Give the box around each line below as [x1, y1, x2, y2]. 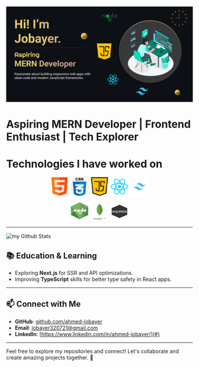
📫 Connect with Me [6, 299, 81, 309]
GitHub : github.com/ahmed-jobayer [14, 318, 102, 325]
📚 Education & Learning [6, 251, 97, 261]
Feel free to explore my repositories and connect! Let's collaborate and [6, 347, 179, 355]
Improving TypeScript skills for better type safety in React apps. [14, 276, 172, 283]
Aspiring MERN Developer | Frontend [6, 117, 191, 131]
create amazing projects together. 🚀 [6, 354, 94, 361]
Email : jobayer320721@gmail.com [14, 324, 98, 331]
